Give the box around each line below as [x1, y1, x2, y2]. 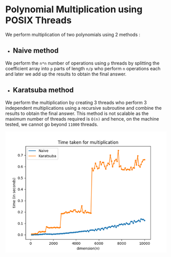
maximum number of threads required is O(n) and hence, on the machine [5, 115, 159, 122]
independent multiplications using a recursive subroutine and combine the [5, 105, 162, 111]
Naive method [12, 46, 59, 55]
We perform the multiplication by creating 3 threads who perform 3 [5, 99, 147, 106]
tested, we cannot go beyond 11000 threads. [5, 121, 98, 127]
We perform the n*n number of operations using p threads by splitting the [5, 60, 160, 66]
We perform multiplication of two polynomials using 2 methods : [5, 31, 141, 37]
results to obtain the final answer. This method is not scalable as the [5, 110, 149, 116]
